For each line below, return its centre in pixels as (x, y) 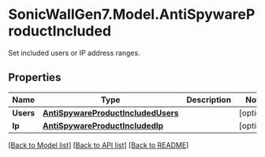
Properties (35, 77)
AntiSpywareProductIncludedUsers (110, 113)
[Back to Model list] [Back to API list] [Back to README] (99, 145)
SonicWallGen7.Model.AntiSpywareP (132, 15)
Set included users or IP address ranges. (74, 53)
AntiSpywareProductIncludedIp (103, 126)
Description (209, 100)
